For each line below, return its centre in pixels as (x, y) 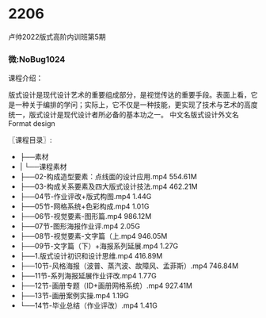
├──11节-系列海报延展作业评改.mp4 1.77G (88, 276)
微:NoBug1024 (37, 59)
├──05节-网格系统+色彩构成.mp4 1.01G (84, 206)
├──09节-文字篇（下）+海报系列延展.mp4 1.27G (99, 246)
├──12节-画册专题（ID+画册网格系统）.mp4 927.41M (106, 285)
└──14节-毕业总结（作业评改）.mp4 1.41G (89, 305)
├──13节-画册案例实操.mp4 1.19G (74, 296)
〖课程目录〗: (30, 140)
